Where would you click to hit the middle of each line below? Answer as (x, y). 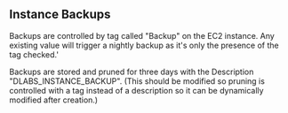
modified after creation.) (54, 100)
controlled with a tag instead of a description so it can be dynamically (136, 90)
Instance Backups (60, 15)
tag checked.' (34, 54)
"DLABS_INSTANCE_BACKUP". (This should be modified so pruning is (137, 81)
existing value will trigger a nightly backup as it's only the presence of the (144, 45)
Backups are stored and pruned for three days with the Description (132, 72)
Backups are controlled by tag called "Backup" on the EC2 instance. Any (142, 35)
